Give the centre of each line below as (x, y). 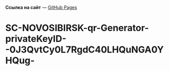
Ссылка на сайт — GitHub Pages (41, 7)
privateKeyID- (36, 39)
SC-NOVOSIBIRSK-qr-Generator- (77, 28)
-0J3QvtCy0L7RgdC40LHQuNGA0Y (85, 50)
